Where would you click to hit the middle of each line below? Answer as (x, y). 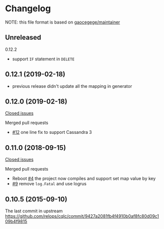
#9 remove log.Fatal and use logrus (49, 184)
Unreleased (23, 38)
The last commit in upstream (34, 211)
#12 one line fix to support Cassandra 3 (52, 132)
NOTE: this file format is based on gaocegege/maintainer (63, 22)
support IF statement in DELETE (43, 59)
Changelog (28, 9)
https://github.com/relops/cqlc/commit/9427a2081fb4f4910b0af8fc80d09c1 (82, 216)
